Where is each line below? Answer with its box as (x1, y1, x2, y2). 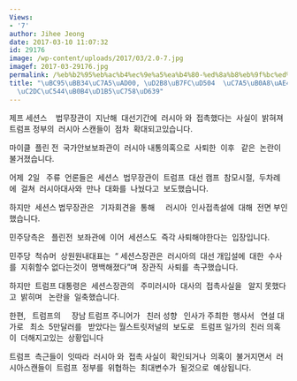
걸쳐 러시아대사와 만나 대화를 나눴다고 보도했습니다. (20, 183, 209, 194)
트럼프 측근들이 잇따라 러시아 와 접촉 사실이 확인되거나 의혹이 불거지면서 (9, 351, 272, 362)
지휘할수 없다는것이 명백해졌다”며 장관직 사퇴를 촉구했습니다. (20, 262, 239, 272)
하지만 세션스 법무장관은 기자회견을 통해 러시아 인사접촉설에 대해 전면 (9, 202, 272, 212)
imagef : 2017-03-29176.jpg (9, 63, 109, 72)
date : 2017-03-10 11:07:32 (9, 37, 109, 47)
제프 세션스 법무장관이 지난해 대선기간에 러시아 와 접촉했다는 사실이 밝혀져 (9, 112, 284, 123)
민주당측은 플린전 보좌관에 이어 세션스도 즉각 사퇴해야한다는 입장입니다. (9, 232, 270, 242)
